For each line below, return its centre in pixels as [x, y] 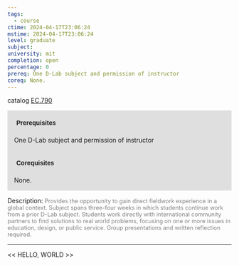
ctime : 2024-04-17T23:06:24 [49, 27]
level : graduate [31, 41]
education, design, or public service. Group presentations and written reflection [114, 228]
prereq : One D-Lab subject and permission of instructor [94, 73]
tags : [15, 14]
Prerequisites [36, 123]
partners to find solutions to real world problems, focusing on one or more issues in [119, 221]
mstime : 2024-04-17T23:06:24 [51, 34]
